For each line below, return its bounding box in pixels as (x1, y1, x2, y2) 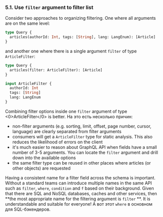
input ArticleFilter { (5, 81, 52, 86)
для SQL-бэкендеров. (5, 206, 51, 212)
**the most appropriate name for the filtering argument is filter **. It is (5, 196, 151, 202)
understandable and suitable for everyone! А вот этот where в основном (5, 201, 153, 207)
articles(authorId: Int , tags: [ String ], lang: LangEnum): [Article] (9, 35, 156, 40)
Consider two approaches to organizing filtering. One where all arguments (5, 15, 156, 21)
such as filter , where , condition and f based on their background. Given (5, 185, 154, 191)
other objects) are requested (12, 165, 71, 171)
